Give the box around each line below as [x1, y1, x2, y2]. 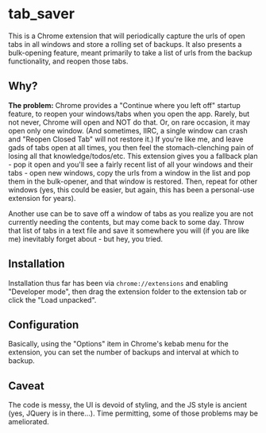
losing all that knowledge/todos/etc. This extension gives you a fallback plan [8, 151, 258, 160]
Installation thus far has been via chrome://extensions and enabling [8, 278, 229, 288]
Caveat [8, 379, 45, 392]
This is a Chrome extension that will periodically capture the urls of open [8, 31, 246, 41]
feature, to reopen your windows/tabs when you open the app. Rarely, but [8, 109, 250, 118]
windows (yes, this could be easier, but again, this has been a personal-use [8, 184, 255, 195]
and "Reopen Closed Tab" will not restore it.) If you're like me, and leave [8, 134, 244, 144]
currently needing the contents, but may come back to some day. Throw [8, 217, 245, 226]
